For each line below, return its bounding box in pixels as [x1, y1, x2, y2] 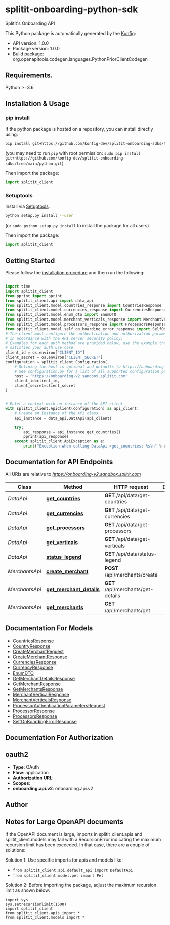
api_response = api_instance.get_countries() [23, 429, 121, 435]
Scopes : [12, 780, 30, 786]
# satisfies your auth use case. [5, 345, 76, 350]
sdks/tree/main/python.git [5, 161, 62, 166]
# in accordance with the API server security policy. [5, 336, 123, 341]
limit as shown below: [5, 887, 51, 894]
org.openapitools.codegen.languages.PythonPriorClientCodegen [12, 56, 148, 62]
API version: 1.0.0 [12, 40, 49, 46]
